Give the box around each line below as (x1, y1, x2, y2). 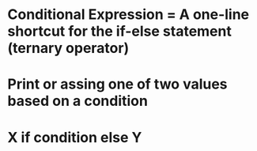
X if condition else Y (7, 128, 142, 146)
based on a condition (7, 92, 148, 110)
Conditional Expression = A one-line (7, 6, 250, 24)
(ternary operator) (7, 40, 130, 57)
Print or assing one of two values (7, 75, 228, 93)
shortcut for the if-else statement (7, 22, 232, 40)
